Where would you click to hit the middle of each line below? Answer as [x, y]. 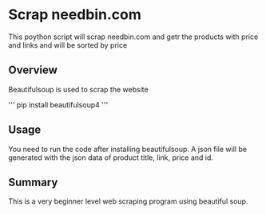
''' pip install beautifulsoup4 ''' [58, 104]
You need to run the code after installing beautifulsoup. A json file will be [128, 149]
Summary [33, 182]
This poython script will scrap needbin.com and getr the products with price [133, 37]
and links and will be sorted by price [68, 45]
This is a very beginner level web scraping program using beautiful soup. [128, 201]
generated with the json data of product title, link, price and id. [111, 158]
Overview [33, 70]
